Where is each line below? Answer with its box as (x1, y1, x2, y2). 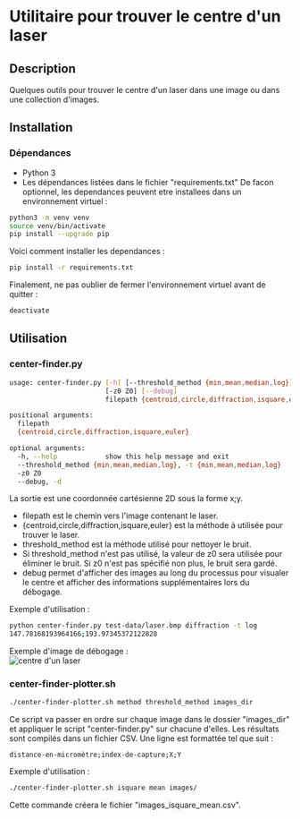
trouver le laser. (21, 530, 80, 541)
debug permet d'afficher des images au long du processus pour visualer (21, 567, 289, 578)
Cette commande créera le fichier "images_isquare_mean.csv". (9, 799, 241, 811)
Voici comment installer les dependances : (9, 246, 165, 257)
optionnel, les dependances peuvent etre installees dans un (21, 186, 243, 197)
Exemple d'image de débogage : (9, 646, 129, 657)
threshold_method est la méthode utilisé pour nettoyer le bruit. (21, 539, 252, 550)
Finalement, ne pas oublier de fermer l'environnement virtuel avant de (9, 279, 266, 290)
